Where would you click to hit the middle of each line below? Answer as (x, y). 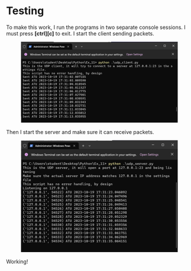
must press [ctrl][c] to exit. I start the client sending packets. (80, 33)
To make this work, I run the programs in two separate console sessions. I (96, 27)
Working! (17, 262)
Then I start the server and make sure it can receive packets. (80, 132)
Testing (25, 11)
